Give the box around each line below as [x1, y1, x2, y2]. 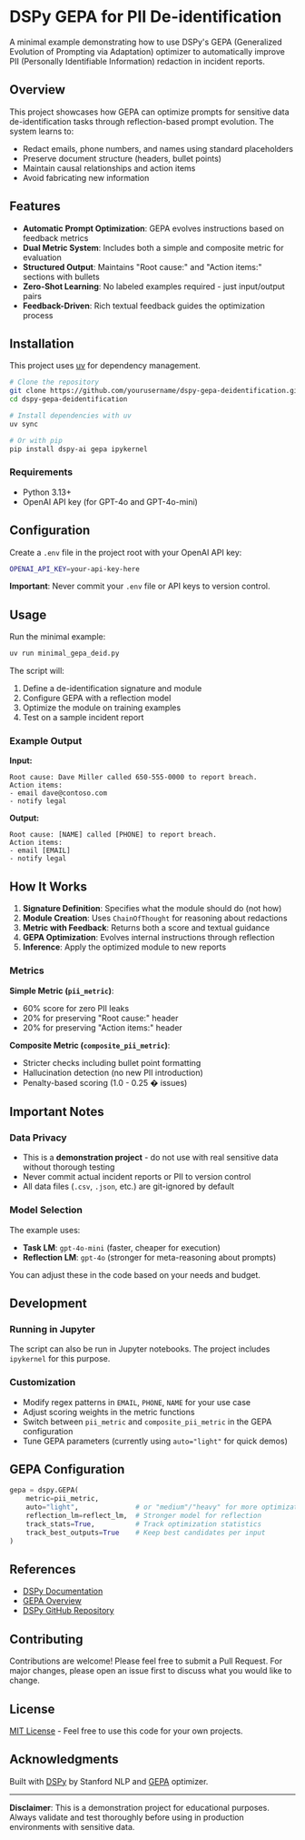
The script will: [9, 666, 65, 677]
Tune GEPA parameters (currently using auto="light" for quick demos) [22, 1435, 289, 1446]
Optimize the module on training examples [22, 702, 182, 713]
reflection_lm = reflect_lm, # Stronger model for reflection [25, 1511, 261, 1520]
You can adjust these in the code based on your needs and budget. [9, 1269, 261, 1280]
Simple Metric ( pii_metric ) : [9, 985, 114, 996]
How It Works [9, 879, 88, 894]
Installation [9, 336, 74, 351]
